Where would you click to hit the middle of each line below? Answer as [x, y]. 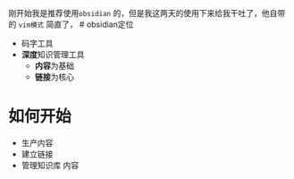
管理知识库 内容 [50, 165]
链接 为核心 [55, 77]
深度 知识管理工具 [53, 55]
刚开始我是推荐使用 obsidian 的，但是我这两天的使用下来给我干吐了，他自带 [147, 13]
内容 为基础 [55, 66]
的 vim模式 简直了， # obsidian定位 [71, 24]
